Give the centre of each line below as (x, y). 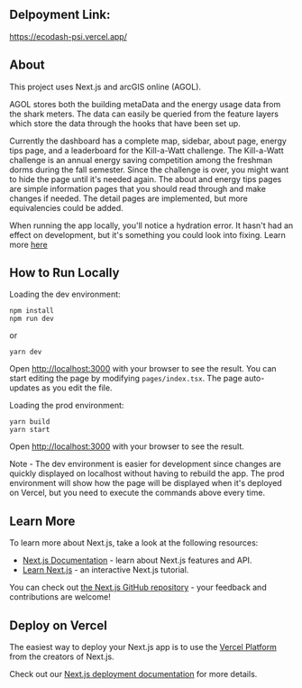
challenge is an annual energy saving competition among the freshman (141, 160)
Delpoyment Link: (60, 15)
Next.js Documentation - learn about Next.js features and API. (137, 560)
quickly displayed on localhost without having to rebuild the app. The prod (147, 473)
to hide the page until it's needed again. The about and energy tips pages (146, 179)
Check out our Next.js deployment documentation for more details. (133, 674)
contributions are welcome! (60, 597)
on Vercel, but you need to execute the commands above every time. (137, 493)
